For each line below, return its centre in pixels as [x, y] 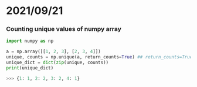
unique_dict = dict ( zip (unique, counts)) [57, 62]
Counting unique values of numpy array [64, 29]
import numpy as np [30, 41]
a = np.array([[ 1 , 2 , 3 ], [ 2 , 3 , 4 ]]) [53, 52]
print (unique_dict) [30, 68]
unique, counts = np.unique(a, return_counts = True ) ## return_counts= [94, 57]
